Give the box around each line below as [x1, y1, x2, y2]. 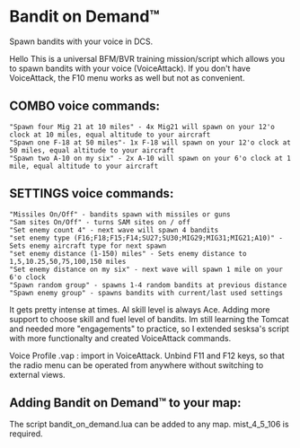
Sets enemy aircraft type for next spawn [9, 241, 167, 250]
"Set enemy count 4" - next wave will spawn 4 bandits [9, 225, 219, 234]
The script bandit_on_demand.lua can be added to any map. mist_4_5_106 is [9, 419, 289, 430]
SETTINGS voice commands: [9, 186, 174, 201]
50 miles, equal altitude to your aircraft [9, 145, 175, 154]
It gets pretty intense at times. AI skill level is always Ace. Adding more [9, 303, 270, 315]
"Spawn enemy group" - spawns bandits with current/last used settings [9, 288, 283, 297]
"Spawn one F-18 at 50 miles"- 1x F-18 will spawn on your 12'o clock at [9, 137, 292, 147]
